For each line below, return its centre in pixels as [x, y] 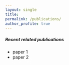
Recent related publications [34, 39]
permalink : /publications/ [33, 19]
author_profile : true [28, 24]
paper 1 [20, 52]
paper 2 [20, 57]
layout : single [21, 10]
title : [12, 14]
